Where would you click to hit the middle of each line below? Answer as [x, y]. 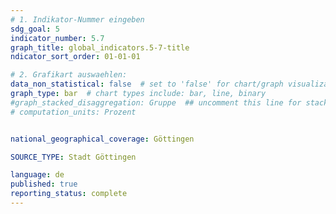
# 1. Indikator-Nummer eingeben [77, 19]
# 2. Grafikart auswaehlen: [69, 75]
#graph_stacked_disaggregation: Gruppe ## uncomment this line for [156, 102]
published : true [44, 184]
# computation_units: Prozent [73, 112]
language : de [37, 175]
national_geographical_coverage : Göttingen [102, 139]
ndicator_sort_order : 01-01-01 [75, 57]
